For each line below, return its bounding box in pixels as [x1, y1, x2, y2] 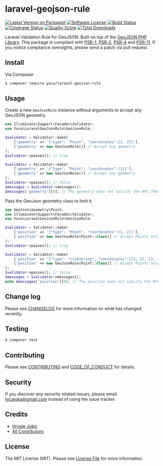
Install [5, 58, 24, 67]
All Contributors [12, 428, 44, 434]
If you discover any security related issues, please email [5, 391, 117, 397]
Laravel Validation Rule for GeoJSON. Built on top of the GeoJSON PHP [5, 34, 147, 40]
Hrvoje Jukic [12, 423, 38, 429]
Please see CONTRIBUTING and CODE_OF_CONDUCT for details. [5, 364, 136, 370]
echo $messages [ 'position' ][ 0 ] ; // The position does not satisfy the [5, 279, 151, 284]
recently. [5, 310, 23, 317]
